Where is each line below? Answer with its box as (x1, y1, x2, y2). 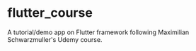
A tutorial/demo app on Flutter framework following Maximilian (7, 28, 190, 36)
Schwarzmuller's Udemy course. (7, 35, 103, 43)
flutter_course (7, 5, 93, 21)
